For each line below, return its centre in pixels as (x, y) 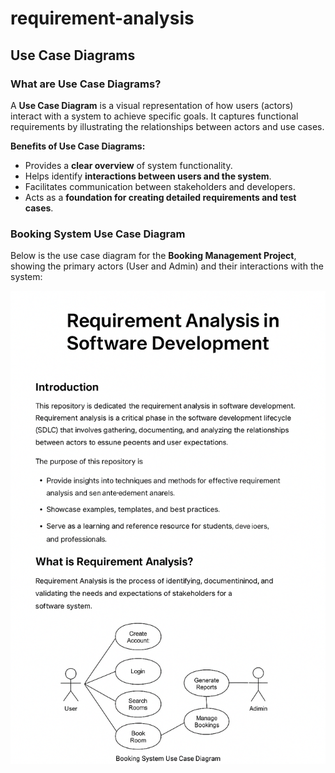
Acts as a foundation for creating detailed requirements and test (160, 197)
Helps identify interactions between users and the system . (148, 176)
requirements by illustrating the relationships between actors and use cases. (167, 126)
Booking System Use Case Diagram (98, 234)
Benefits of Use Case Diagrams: (78, 146)
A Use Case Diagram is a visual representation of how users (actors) (152, 105)
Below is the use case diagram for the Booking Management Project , (153, 256)
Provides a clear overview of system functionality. (128, 165)
